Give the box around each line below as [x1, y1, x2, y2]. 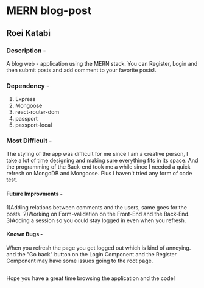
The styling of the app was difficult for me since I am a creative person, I [6, 150, 188, 158]
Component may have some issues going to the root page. [6, 257, 153, 264]
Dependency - [6, 82, 50, 90]
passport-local [15, 121, 52, 128]
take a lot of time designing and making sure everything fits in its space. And [6, 156, 199, 164]
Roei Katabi [6, 28, 51, 38]
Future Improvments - [6, 190, 63, 198]
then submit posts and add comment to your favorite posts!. [6, 66, 157, 74]
